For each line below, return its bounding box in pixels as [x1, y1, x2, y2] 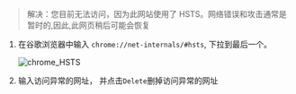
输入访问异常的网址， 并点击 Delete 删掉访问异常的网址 [17, 75, 219, 86]
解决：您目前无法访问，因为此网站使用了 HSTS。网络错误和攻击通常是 [26, 9, 288, 19]
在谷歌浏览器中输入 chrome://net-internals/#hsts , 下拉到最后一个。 [17, 39, 273, 49]
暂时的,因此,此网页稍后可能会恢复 [26, 20, 150, 30]
